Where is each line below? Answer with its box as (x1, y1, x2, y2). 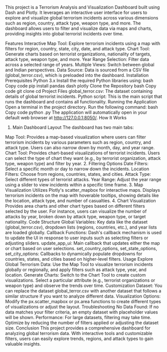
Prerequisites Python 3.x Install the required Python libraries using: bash (5, 77, 154, 83)
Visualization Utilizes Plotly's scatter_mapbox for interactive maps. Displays (5, 187, 161, 193)
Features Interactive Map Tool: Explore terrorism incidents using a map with (5, 40, 161, 46)
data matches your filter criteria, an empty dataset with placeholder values (5, 309, 158, 315)
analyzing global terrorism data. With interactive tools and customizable (5, 331, 153, 336)
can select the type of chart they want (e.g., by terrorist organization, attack (5, 155, 161, 161)
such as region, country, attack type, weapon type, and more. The (5, 20, 141, 26)
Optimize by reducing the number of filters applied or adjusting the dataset (5, 320, 159, 326)
